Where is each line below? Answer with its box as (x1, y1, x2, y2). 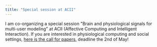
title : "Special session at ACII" (5, 7, 76, 12)
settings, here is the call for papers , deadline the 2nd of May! (5, 36, 129, 42)
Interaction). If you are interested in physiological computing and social (5, 31, 149, 37)
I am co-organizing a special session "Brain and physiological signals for (5, 21, 153, 26)
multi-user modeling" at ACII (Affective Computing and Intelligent (5, 25, 137, 32)
